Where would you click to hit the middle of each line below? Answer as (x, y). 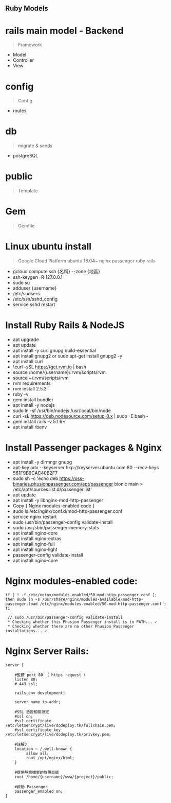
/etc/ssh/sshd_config (35, 299)
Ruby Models (27, 8)
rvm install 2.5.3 (30, 388)
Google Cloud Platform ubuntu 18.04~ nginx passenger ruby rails (87, 261)
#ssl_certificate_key (37, 730)
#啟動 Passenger (31, 787)
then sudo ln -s (23, 599)
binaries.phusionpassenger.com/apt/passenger (63, 484)
